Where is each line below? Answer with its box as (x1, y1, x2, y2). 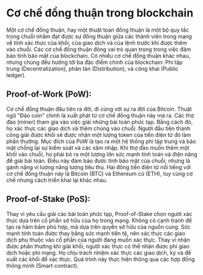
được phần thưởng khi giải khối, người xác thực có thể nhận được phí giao (6, 242, 190, 249)
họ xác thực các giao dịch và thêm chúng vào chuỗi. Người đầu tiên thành (6, 125, 191, 132)
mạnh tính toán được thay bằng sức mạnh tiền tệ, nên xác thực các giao (6, 229, 186, 237)
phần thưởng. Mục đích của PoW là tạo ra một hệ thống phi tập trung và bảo (6, 137, 196, 145)
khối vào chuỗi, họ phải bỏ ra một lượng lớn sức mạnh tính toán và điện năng (6, 150, 198, 158)
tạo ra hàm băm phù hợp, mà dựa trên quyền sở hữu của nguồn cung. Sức (6, 223, 191, 231)
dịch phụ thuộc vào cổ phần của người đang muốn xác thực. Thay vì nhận (6, 236, 190, 243)
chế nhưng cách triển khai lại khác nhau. (6, 176, 108, 184)
